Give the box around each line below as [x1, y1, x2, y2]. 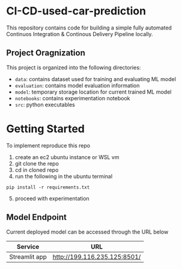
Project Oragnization [6, 48, 85, 58]
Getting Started [6, 122, 85, 136]
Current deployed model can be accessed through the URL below [6, 228, 169, 235]
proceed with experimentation [14, 195, 90, 202]
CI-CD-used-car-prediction [6, 4, 146, 18]
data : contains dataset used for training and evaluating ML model [14, 75, 176, 82]
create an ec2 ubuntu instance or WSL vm [14, 153, 120, 160]
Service [16, 242, 40, 250]
